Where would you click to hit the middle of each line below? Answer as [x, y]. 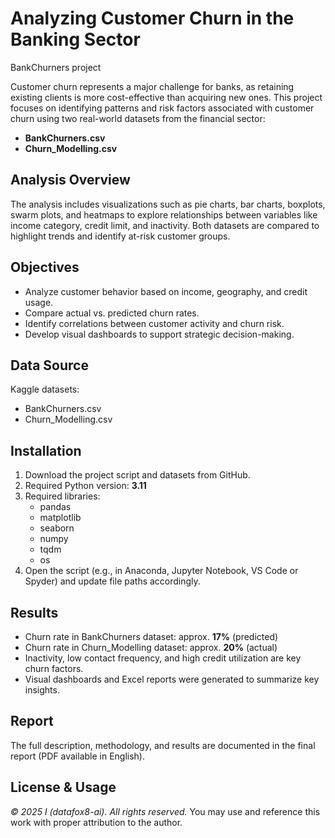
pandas [55, 507]
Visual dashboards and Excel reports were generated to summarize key [172, 679]
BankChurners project [56, 67]
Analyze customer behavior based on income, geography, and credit [166, 291]
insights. [42, 690]
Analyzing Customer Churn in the [152, 18]
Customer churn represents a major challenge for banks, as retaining [152, 86]
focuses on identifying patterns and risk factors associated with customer [162, 108]
